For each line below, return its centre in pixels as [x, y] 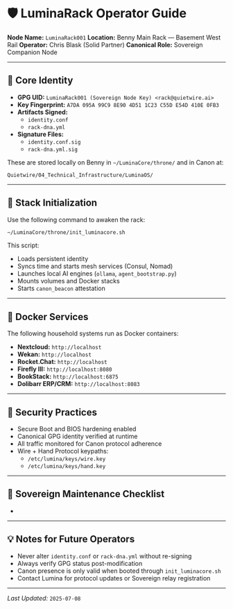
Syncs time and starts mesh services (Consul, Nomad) [95, 266]
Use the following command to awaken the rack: [76, 219]
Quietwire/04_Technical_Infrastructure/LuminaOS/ [80, 175]
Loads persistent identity [53, 259]
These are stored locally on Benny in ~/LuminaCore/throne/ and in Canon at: [115, 162]
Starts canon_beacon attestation [61, 288]
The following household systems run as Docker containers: [93, 333]
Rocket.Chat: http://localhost [62, 362]
